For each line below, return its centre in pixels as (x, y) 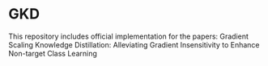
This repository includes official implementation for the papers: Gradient (129, 36)
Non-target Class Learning (53, 53)
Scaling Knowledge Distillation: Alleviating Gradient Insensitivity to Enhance (134, 44)
